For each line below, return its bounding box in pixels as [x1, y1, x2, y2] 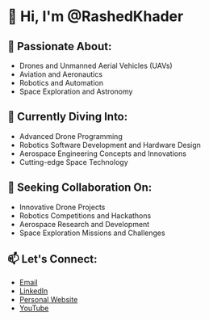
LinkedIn [19, 286, 48, 296]
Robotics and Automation [19, 78, 104, 87]
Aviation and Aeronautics [19, 69, 102, 79]
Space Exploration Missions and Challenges [19, 228, 166, 238]
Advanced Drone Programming [19, 131, 123, 141]
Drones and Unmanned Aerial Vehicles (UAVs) [19, 61, 173, 70]
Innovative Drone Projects [19, 202, 106, 212]
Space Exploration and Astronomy [19, 86, 133, 96]
